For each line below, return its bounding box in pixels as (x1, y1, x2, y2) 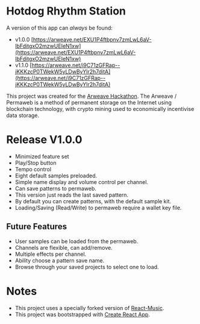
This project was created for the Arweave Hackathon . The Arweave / (6, 92, 177, 100)
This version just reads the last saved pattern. (14, 191, 128, 199)
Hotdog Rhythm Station (6, 4, 127, 18)
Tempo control (14, 165, 52, 173)
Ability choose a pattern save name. (14, 256, 104, 264)
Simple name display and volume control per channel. (14, 178, 149, 185)
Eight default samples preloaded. (14, 172, 98, 179)
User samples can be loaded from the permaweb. (14, 237, 139, 245)
